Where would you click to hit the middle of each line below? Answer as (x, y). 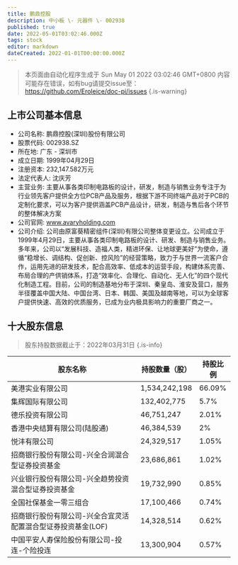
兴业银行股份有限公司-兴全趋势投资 (70, 479)
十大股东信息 (35, 326)
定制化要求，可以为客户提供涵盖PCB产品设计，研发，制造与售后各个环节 (123, 204)
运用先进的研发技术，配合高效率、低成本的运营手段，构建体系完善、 (129, 266)
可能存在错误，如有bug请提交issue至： (81, 83)
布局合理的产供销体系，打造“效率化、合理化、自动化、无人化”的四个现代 (123, 275)
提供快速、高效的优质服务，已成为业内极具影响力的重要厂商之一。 (120, 302)
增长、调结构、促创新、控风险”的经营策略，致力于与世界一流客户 (127, 257)
